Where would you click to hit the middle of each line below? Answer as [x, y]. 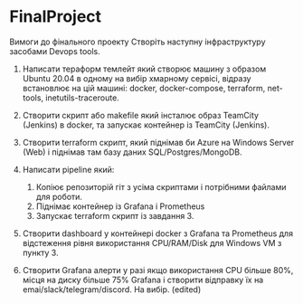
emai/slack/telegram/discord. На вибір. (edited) [112, 289]
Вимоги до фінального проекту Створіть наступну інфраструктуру [137, 42]
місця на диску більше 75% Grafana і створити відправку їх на [143, 280]
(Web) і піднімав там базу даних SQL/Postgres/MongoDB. [132, 152]
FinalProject [56, 17]
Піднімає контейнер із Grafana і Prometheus [120, 206]
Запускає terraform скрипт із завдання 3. [115, 215]
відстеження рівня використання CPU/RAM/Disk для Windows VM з [152, 242]
